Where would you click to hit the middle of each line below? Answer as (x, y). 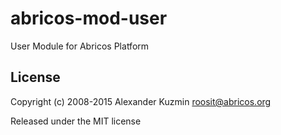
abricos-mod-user (89, 18)
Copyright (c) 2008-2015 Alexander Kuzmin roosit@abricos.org (141, 101)
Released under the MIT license (76, 121)
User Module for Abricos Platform (80, 46)
